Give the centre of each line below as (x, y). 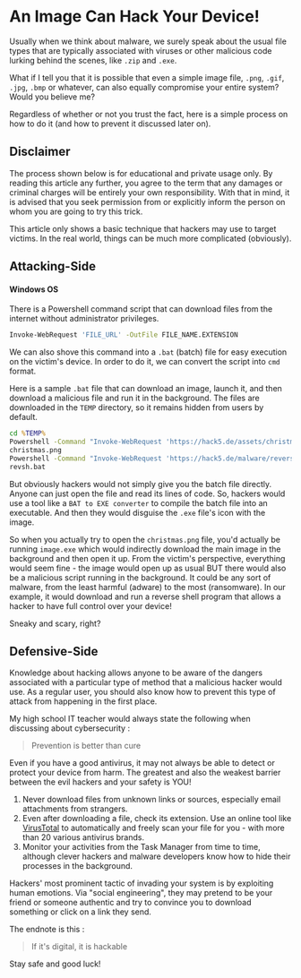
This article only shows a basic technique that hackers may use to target (143, 228)
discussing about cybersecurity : (70, 728)
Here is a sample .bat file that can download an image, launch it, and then (146, 389)
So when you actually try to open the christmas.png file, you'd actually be (145, 539)
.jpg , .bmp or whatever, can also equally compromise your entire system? (144, 87)
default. (24, 417)
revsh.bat (28, 467)
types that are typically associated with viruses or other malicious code (141, 50)
